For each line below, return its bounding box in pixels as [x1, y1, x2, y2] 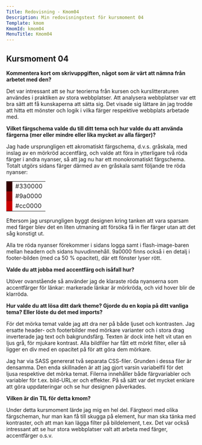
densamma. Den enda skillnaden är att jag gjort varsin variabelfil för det [6, 364, 183, 371]
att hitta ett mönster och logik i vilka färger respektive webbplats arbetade [6, 107, 189, 114]
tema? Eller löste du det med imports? [6, 308, 103, 316]
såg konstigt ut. [6, 229, 45, 237]
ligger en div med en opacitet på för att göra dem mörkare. [6, 346, 151, 353]
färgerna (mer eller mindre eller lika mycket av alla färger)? [6, 131, 156, 138]
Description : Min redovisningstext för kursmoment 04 [6, 14, 144, 20]
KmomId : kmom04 [6, 25, 44, 32]
